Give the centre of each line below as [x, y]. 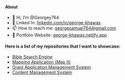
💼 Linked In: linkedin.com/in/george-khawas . [57, 23]
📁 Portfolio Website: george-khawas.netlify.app [59, 35]
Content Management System [42, 72]
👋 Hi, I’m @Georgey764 [36, 17]
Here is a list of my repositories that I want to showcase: [63, 46]
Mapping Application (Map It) [41, 62]
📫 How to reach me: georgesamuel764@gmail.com [64, 28]
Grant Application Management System [52, 67]
